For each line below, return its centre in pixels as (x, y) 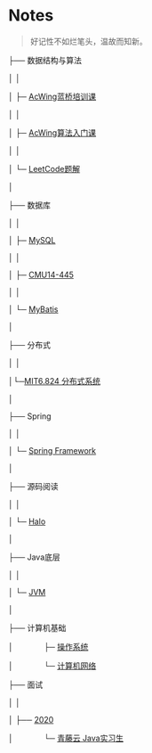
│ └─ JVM (27, 592)
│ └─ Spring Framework (52, 450)
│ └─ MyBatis (33, 309)
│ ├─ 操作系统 (48, 646)
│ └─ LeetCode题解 (44, 168)
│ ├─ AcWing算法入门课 (52, 132)
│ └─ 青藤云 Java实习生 (66, 738)
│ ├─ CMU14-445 (41, 274)
